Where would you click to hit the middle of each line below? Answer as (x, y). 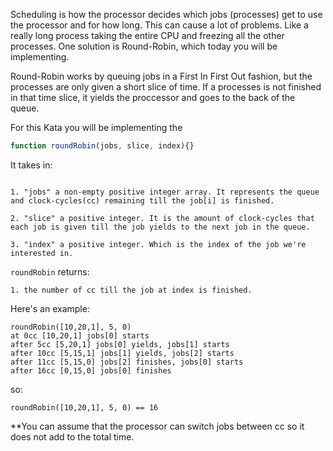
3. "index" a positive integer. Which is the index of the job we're (158, 244)
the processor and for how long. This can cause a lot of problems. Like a (159, 25)
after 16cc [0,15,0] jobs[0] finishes (91, 370)
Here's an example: (50, 308)
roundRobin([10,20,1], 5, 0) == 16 (84, 407)
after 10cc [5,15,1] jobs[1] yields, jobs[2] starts (122, 353)
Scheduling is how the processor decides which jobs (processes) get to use (166, 14)
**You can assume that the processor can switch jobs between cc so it (157, 426)
